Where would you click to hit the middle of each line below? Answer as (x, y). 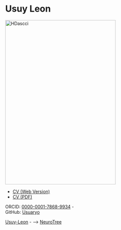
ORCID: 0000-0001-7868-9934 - (40, 206)
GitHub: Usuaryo (23, 212)
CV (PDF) (22, 197)
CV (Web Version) (31, 191)
